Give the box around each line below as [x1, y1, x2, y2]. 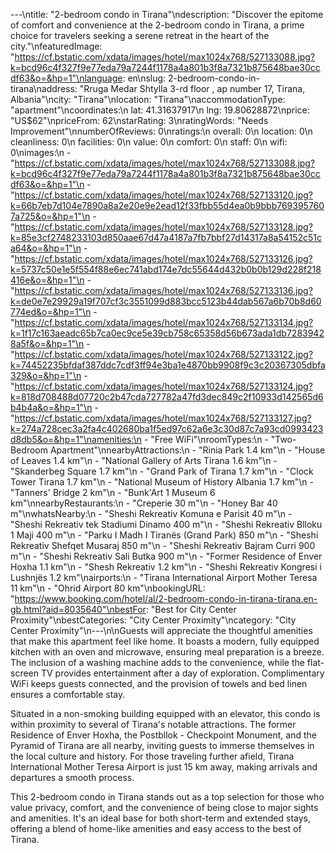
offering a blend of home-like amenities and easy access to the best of [10, 823, 302, 834]
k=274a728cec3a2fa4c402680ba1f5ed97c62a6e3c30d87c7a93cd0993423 [10, 423, 324, 434]
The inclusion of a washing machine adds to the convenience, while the [10, 657, 305, 668]
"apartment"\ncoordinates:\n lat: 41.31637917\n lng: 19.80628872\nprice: [10, 104, 310, 116]
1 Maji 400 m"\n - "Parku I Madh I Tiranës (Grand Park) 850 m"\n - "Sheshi [10, 529, 319, 541]
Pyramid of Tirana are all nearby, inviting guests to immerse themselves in [10, 740, 315, 751]
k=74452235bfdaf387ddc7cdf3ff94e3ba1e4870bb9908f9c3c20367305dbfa [10, 359, 326, 371]
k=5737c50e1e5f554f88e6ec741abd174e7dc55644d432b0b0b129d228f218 [10, 264, 322, 275]
